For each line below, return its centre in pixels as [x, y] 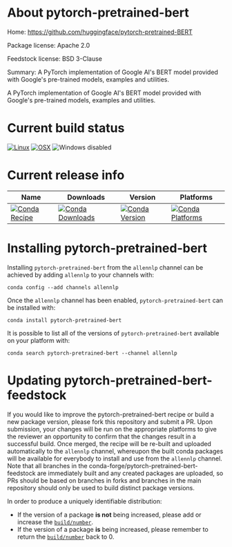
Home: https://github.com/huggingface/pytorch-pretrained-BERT [100, 32]
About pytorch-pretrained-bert [98, 13]
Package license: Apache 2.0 [49, 45]
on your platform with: [39, 340]
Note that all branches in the [47, 465]
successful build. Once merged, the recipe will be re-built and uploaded [109, 443]
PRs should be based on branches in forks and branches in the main [104, 480]
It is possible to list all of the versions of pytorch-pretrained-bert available [113, 333]
